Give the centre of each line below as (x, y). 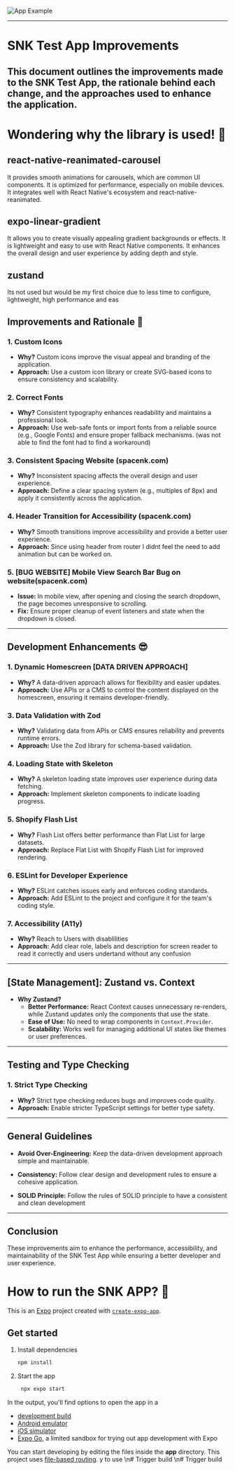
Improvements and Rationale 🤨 (75, 321)
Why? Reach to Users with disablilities (73, 939)
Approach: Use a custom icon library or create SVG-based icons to (114, 372)
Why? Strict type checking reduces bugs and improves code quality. (116, 1100)
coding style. (36, 905)
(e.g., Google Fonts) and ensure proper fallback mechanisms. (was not (119, 435)
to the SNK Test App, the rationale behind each (111, 82)
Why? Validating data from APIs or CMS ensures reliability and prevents (121, 731)
